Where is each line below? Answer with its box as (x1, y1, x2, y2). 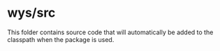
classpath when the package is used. (7, 35, 115, 43)
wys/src (7, 5, 56, 21)
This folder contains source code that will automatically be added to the (7, 28, 214, 36)
